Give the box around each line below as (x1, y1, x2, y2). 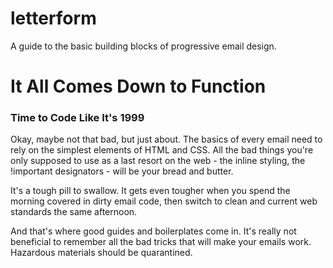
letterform (10, 7, 97, 30)
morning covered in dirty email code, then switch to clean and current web (10, 195, 318, 207)
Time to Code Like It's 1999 (10, 111, 145, 125)
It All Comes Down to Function (10, 75, 267, 98)
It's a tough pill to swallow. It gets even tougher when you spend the (10, 185, 291, 197)
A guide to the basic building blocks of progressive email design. (10, 40, 277, 52)
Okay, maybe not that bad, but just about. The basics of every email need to (10, 133, 323, 146)
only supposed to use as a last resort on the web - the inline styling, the (10, 155, 306, 167)
